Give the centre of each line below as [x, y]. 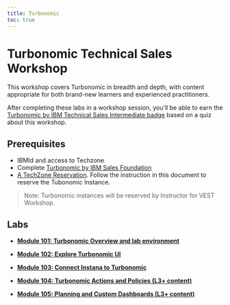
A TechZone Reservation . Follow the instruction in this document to [112, 175]
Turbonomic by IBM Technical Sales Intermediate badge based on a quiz [110, 115]
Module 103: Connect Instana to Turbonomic [82, 267]
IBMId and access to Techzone [61, 160]
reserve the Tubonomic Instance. [64, 182]
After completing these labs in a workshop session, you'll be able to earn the [115, 108]
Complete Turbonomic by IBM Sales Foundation [84, 168]
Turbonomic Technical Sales [90, 54]
